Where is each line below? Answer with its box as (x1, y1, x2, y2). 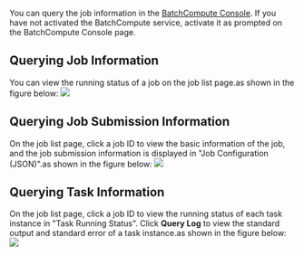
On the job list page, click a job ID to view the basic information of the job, (9, 137, 286, 148)
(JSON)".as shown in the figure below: (9, 158, 152, 169)
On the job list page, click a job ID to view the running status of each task (9, 208, 283, 220)
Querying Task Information (9, 185, 165, 200)
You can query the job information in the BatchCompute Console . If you (9, 8, 277, 18)
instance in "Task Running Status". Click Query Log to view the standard (9, 218, 280, 229)
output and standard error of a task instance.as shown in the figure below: (9, 228, 288, 239)
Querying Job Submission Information (9, 114, 230, 129)
